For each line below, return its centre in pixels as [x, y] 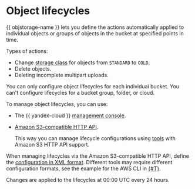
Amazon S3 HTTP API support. [52, 144]
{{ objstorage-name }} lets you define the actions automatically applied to [95, 27]
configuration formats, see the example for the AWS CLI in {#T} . [83, 168]
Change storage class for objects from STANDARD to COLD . [82, 62]
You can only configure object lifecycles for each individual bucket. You [93, 86]
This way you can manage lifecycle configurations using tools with [95, 138]
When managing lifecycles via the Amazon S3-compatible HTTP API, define [98, 156]
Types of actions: [27, 51]
